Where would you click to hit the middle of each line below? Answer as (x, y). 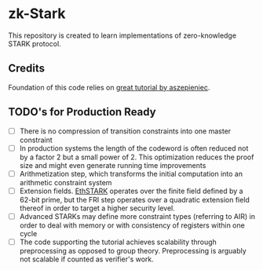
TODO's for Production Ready (82, 112)
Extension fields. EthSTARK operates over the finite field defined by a (131, 191)
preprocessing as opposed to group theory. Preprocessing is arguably (133, 250)
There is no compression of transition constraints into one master (125, 131)
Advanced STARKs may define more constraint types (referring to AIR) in (137, 216)
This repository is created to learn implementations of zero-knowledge (122, 35)
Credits (27, 69)
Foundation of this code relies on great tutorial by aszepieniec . (109, 87)
